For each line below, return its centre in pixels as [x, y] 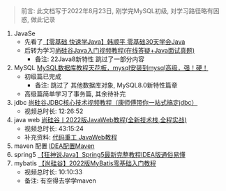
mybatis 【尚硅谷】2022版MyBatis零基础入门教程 [85, 163]
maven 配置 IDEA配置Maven [54, 146]
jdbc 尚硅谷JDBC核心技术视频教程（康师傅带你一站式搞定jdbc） [106, 102]
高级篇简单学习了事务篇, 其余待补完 [75, 94]
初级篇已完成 [43, 76]
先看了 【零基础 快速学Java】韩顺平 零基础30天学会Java [105, 42]
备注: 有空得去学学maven [60, 181]
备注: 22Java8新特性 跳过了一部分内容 [90, 59]
